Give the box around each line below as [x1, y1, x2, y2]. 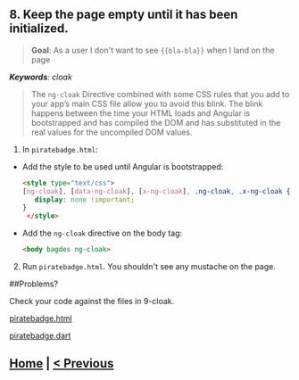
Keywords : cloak [9, 71, 73, 82]
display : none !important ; [34, 195, 136, 204]
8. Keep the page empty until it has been [9, 7, 238, 22]
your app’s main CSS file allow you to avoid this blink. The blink [30, 98, 263, 109]
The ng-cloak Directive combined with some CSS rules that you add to [30, 88, 290, 99]
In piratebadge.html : [21, 144, 98, 154]
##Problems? [9, 278, 59, 289]
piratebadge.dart [9, 330, 71, 342]
